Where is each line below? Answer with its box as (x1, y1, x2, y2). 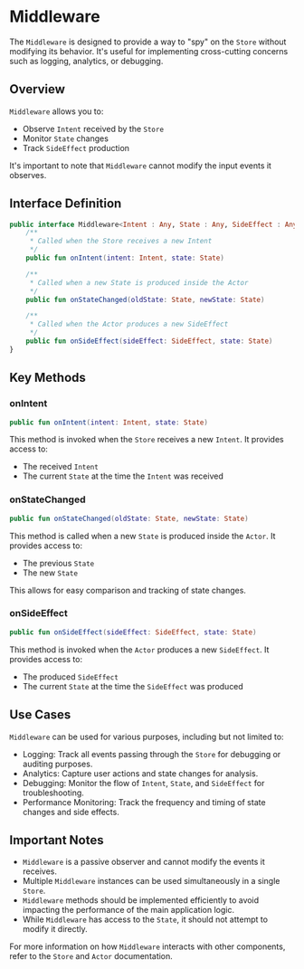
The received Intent (22, 461, 100, 472)
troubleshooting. (22, 787, 84, 798)
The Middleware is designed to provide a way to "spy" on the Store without (9, 36, 287, 47)
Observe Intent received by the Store (22, 123, 165, 134)
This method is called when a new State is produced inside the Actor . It (9, 530, 276, 541)
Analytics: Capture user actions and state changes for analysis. (22, 767, 259, 779)
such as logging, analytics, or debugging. (9, 55, 164, 66)
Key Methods (9, 370, 86, 385)
